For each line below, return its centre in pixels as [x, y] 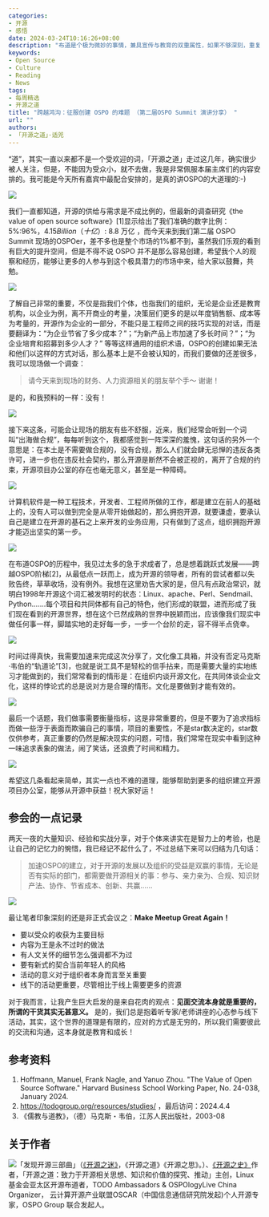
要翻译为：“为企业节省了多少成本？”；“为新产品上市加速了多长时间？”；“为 [132, 333]
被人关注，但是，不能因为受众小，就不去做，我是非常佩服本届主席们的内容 [131, 168]
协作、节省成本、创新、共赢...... [101, 886]
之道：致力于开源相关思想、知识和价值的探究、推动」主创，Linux [147, 1175]
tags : [17, 90]
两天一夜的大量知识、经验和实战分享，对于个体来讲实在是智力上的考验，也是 [134, 839]
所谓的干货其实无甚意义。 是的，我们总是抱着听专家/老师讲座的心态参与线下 [133, 1012]
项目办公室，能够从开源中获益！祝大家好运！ [82, 790]
